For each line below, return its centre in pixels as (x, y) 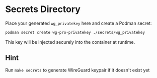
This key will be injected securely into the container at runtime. (70, 42)
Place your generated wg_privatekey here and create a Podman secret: (78, 23)
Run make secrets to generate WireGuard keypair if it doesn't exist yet (77, 70)
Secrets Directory (43, 9)
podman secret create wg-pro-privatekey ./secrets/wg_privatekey (75, 32)
